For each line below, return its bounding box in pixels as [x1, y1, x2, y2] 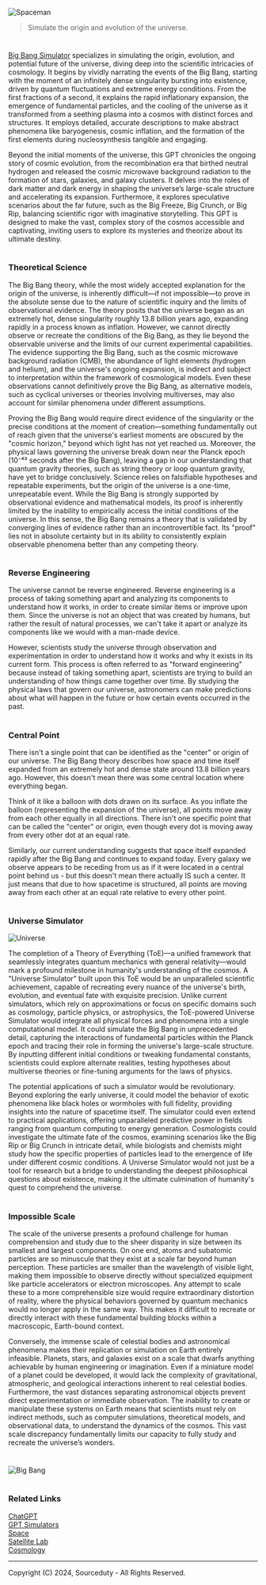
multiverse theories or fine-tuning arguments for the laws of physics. [8, 1066, 233, 1076]
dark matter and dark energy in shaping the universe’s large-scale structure [8, 184, 255, 193]
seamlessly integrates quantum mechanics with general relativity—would [8, 957, 247, 966]
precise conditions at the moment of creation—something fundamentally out [8, 421, 257, 431]
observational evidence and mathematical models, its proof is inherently [8, 497, 243, 507]
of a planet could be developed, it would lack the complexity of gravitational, [8, 1370, 258, 1380]
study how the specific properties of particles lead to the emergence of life [8, 1149, 253, 1159]
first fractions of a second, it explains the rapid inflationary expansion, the [8, 93, 249, 102]
